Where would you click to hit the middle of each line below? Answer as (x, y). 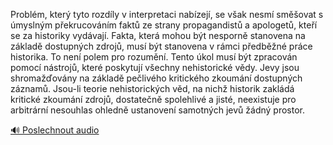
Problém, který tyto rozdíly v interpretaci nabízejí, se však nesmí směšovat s (167, 14)
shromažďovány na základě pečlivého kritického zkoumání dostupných (156, 78)
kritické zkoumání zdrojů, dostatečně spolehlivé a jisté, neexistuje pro (153, 99)
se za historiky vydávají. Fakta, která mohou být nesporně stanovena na (158, 35)
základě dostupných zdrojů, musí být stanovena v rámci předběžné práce (161, 46)
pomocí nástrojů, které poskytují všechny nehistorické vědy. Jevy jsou (155, 67)
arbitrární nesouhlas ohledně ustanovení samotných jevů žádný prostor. (157, 110)
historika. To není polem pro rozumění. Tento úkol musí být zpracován (154, 57)
